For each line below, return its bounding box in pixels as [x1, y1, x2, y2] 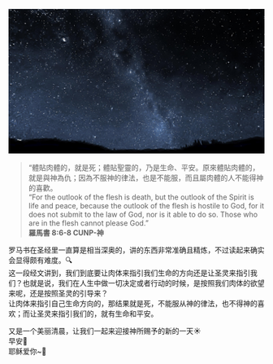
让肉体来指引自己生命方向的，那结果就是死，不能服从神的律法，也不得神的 [8, 298, 258, 308]
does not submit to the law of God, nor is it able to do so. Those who [28, 209, 258, 219]
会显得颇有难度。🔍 [8, 255, 73, 265]
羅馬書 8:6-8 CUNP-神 [28, 227, 104, 237]
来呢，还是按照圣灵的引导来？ [8, 288, 108, 298]
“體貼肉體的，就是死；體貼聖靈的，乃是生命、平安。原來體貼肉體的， [28, 162, 260, 172]
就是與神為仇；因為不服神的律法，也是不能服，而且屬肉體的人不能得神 [28, 173, 264, 182]
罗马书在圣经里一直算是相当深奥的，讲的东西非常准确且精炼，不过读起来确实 [8, 245, 265, 255]
